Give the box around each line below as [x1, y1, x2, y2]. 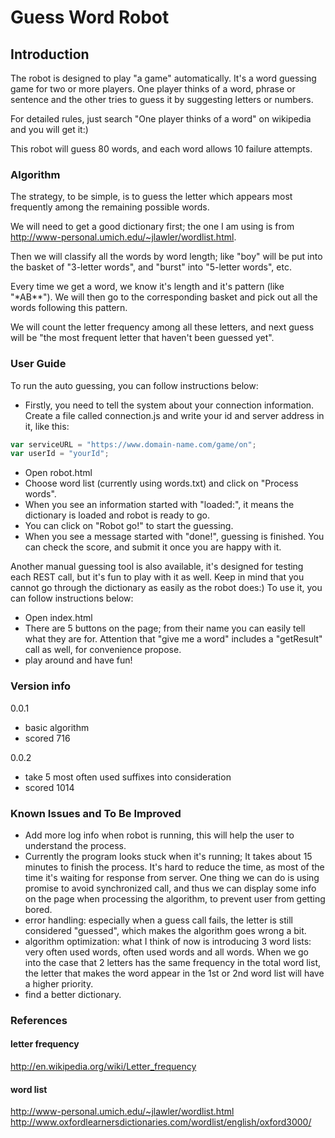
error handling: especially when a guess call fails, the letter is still [24, 914, 293, 926]
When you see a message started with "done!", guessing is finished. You [24, 531, 325, 543]
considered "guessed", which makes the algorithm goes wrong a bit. [24, 924, 307, 936]
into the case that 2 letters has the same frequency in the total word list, [24, 956, 322, 968]
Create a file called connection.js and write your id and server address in [24, 409, 325, 421]
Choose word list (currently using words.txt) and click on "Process [24, 477, 299, 490]
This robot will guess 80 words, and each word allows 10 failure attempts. [10, 143, 313, 155]
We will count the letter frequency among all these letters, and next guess [10, 321, 315, 333]
